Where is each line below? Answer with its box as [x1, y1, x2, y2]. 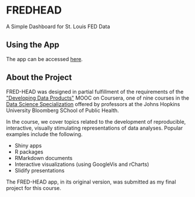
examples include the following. [6, 130, 83, 138]
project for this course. [6, 184, 62, 191]
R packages [14, 148, 43, 155]
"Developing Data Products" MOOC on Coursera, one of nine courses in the [6, 94, 190, 101]
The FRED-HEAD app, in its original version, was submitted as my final [6, 178, 176, 185]
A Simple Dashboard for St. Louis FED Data [6, 23, 110, 30]
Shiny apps [14, 142, 42, 149]
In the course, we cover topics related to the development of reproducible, [6, 118, 186, 125]
